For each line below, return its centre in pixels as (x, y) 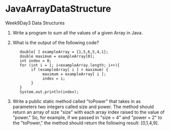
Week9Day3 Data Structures (35, 23)
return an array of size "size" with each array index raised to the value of (89, 112)
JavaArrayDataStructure (58, 9)
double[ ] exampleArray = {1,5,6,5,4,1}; (64, 52)
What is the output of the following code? (56, 42)
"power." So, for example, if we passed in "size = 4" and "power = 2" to (87, 117)
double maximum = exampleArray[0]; (57, 56)
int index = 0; (36, 61)
